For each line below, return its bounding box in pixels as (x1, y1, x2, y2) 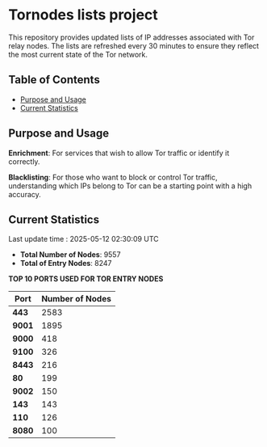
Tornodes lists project (8, 6, 159, 24)
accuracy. (8, 189, 42, 199)
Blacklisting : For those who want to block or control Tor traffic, (8, 172, 218, 182)
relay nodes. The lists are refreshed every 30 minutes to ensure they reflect (8, 40, 260, 50)
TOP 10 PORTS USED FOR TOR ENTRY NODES (8, 274, 164, 284)
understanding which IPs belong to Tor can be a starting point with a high (8, 180, 252, 191)
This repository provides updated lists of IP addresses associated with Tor (8, 32, 255, 42)
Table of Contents (8, 73, 101, 86)
